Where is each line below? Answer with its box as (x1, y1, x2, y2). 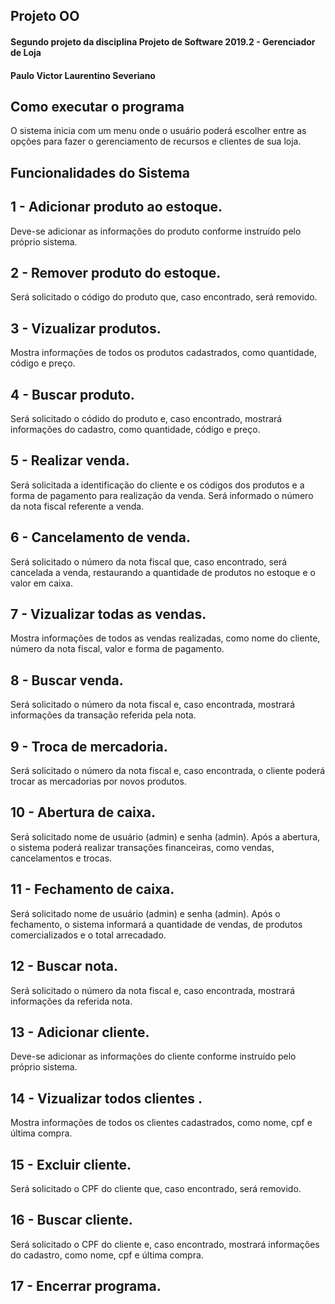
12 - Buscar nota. (10, 958, 119, 975)
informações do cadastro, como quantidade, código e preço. (10, 424, 261, 436)
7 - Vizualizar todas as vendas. (10, 606, 207, 623)
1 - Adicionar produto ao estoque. (10, 199, 223, 216)
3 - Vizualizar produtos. (10, 320, 162, 337)
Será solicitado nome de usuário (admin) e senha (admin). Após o (10, 907, 281, 919)
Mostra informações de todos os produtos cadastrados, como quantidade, (10, 347, 317, 359)
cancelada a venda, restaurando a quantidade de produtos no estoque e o (10, 566, 316, 578)
